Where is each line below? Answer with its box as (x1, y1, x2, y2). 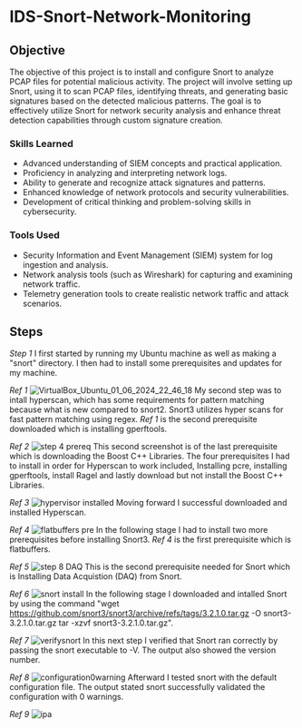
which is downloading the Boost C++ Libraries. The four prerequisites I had (9, 451, 290, 462)
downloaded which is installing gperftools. (9, 424, 168, 435)
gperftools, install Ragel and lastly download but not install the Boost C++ (9, 470, 284, 481)
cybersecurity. (22, 206, 77, 217)
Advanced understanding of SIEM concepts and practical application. (22, 158, 283, 169)
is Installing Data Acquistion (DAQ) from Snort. (9, 571, 183, 582)
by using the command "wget (9, 598, 120, 609)
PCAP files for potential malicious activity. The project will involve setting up (9, 76, 293, 87)
